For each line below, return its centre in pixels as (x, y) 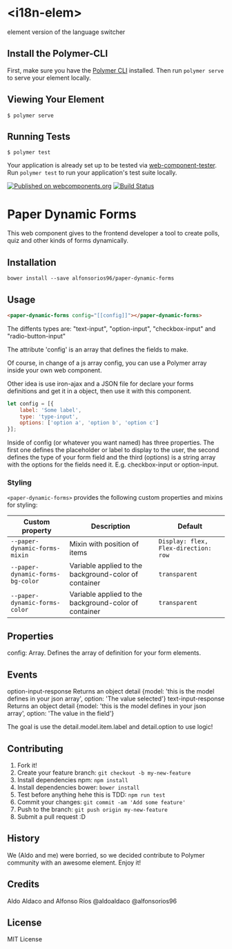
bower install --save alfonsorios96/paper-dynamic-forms (91, 278)
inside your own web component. (55, 370)
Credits (23, 884)
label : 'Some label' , (50, 410)
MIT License (25, 939)
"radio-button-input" (37, 336)
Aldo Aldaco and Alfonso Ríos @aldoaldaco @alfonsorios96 (92, 901)
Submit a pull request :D (51, 816)
